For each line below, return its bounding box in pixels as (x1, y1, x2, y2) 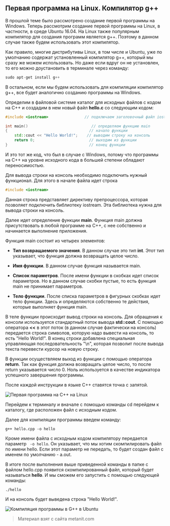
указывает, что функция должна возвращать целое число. (12, 253, 139, 259)
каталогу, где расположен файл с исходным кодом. (5, 406, 117, 412)
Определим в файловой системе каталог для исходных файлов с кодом (5, 99, 161, 105)
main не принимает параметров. (12, 283, 83, 289)
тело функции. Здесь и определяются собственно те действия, (12, 298, 150, 305)
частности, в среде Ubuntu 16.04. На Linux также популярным (5, 28, 139, 34)
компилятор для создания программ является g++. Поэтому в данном (5, 33, 159, 40)
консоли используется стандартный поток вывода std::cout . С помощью (5, 319, 163, 325)
